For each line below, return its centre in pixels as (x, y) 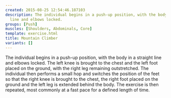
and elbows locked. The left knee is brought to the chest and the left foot (81, 63)
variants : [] (19, 43)
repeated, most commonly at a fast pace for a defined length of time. (78, 90)
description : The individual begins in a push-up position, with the (81, 15)
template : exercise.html (32, 34)
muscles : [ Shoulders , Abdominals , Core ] (49, 29)
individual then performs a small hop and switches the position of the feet (82, 74)
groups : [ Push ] (21, 24)
